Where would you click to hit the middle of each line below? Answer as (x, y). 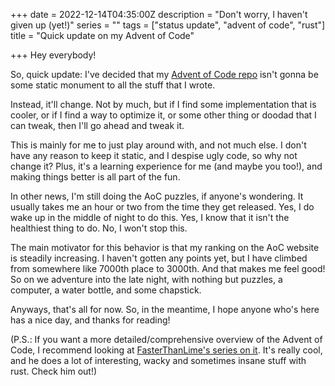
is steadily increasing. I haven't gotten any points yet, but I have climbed (159, 258)
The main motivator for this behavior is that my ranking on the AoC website (165, 247)
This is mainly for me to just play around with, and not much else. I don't (158, 145)
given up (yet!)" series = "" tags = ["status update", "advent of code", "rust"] (168, 25)
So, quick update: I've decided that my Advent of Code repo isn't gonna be (164, 74)
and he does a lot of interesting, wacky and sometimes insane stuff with (158, 360)
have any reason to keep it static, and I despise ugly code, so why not (154, 155)
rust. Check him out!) (54, 371)
